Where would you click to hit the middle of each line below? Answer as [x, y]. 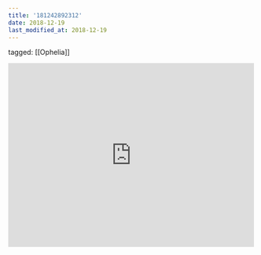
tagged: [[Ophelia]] [39, 53]
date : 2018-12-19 [37, 23]
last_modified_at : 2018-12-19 [58, 30]
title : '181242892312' [45, 15]
